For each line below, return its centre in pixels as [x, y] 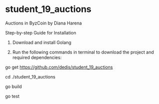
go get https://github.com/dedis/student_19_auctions [59, 67]
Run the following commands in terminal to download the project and [83, 52]
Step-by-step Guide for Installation [41, 32]
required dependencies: [37, 57]
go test [12, 96]
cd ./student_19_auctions [30, 76]
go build [14, 86]
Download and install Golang [42, 42]
